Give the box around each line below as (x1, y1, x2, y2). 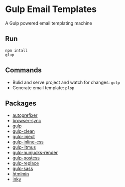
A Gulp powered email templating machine (5, 20, 92, 26)
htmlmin (12, 171, 29, 177)
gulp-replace (12, 160, 39, 166)
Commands (5, 66, 42, 75)
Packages (5, 99, 36, 107)
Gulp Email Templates (5, 4, 97, 15)
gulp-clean (12, 128, 35, 134)
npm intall (5, 48, 28, 53)
